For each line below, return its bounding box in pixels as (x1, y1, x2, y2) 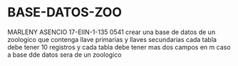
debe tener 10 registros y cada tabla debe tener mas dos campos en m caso (7, 43, 231, 51)
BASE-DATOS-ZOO (7, 4, 123, 21)
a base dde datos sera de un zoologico (7, 50, 122, 59)
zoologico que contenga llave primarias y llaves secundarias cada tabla (7, 35, 217, 43)
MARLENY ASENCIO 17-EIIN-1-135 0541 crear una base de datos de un (7, 28, 216, 36)
